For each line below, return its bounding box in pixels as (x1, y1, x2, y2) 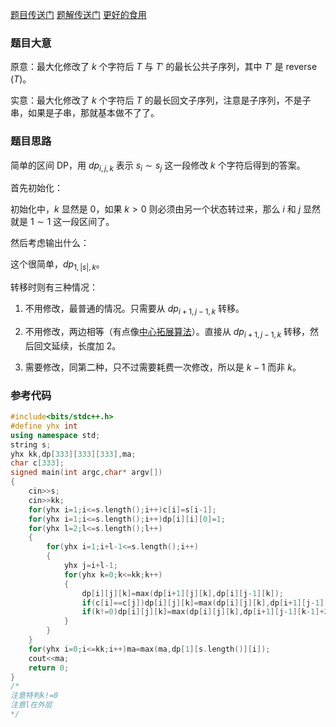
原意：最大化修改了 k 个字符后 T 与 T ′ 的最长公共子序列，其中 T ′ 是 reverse (10, 61, 318, 73)
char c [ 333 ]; (10, 458, 65, 468)
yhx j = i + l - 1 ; (63, 561, 118, 571)
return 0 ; (28, 663, 70, 673)
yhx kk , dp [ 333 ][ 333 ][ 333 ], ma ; (10, 449, 137, 459)
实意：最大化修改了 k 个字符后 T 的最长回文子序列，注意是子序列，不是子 (10, 94, 312, 107)
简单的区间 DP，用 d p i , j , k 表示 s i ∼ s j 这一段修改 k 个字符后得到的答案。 (10, 159, 306, 173)
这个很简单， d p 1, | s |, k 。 (10, 258, 105, 273)
